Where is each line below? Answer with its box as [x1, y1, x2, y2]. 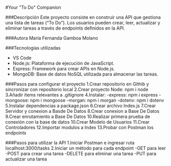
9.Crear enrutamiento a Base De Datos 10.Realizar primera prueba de [5, 113, 151, 120]
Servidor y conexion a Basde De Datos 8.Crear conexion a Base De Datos [5, 108, 160, 114]
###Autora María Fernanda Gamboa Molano [5, 35, 99, 41]
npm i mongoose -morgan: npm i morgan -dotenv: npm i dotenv [30, 97, 164, 103]
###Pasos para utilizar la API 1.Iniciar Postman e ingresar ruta [5, 140, 135, 146]
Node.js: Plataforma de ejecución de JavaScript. [12, 60, 115, 66]
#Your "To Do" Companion [5, 5, 61, 10]
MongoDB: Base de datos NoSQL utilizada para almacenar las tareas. [12, 71, 158, 77]
